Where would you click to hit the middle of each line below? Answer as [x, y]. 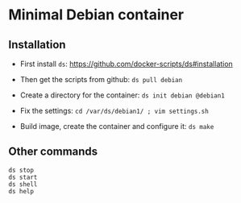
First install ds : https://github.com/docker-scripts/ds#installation [127, 64]
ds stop [21, 170]
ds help [21, 191]
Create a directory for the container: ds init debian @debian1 [123, 95]
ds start [23, 177]
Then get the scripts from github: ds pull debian [101, 79]
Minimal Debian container [96, 15]
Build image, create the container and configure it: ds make [117, 126]
